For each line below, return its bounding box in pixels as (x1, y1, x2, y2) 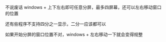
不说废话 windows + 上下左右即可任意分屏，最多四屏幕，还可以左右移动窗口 (5, 4, 161, 10)
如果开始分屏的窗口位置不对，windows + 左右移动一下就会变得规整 (5, 32, 143, 37)
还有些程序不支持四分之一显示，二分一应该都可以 (5, 21, 106, 27)
